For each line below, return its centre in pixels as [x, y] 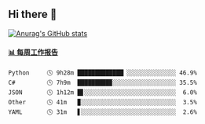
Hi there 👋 [33, 15]
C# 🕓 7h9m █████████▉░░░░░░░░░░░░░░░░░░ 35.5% [103, 83]
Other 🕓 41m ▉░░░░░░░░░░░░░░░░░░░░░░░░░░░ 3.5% [103, 103]
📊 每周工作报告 [33, 53]
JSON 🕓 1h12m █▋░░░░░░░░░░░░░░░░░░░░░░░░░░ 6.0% [103, 93]
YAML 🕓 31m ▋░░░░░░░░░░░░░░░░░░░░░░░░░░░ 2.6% [103, 112]
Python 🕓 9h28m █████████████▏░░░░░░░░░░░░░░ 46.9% [103, 73]
